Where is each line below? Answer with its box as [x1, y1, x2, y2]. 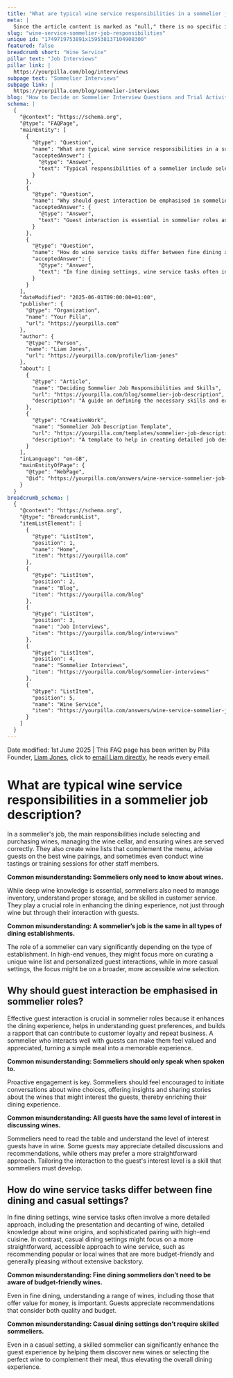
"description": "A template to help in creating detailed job [32, 436, 216, 443]
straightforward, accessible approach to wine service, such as [7, 1243, 185, 1251]
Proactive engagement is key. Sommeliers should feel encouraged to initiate [7, 1077, 225, 1086]
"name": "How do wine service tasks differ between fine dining [32, 249, 222, 256]
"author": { [19, 333, 54, 340]
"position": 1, [32, 539, 76, 546]
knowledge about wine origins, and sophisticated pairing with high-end [7, 1228, 211, 1236]
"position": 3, [32, 617, 76, 624]
